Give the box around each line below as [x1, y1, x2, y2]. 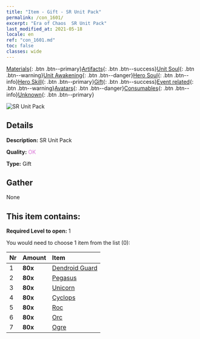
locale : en [6, 32, 34, 38]
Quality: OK [6, 148, 36, 156]
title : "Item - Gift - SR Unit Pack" [6, 9, 102, 15]
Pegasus [52, 274, 77, 282]
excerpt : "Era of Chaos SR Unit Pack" [6, 20, 107, 26]
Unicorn [52, 284, 75, 292]
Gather [6, 177, 33, 188]
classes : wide [6, 49, 42, 55]
